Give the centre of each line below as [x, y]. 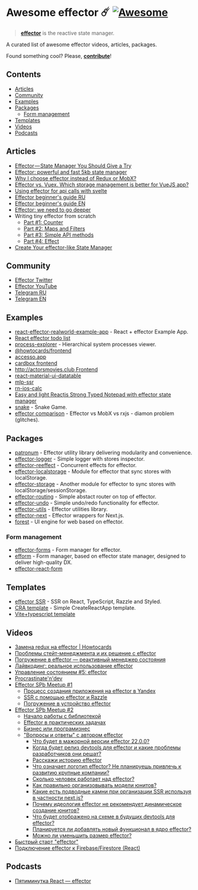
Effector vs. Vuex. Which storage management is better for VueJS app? [102, 185]
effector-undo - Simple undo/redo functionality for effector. [87, 503]
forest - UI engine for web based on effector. [69, 522]
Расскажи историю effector [67, 760]
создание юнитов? [56, 810]
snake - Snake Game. [41, 407]
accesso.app [30, 357]
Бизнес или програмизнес [57, 729]
